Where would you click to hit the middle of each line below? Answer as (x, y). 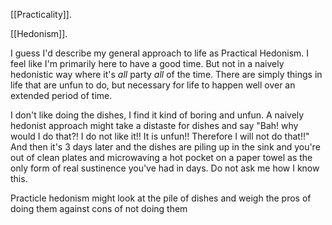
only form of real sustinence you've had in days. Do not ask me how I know (165, 168)
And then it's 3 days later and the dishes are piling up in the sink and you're (165, 147)
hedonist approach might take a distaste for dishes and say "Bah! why (154, 125)
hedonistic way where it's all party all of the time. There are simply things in (166, 74)
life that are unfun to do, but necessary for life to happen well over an (153, 85)
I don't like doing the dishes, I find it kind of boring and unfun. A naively (157, 115)
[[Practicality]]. (41, 14)
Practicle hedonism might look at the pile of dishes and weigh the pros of (161, 198)
